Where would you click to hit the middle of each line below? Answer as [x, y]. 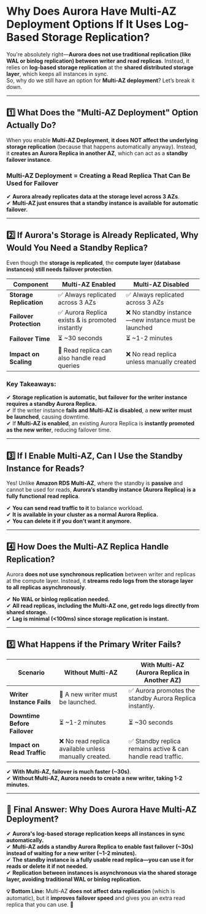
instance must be [170, 320]
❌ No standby [145, 312]
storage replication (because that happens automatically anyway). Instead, [102, 147]
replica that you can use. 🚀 [40, 905]
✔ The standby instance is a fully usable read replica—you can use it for [100, 860]
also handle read [82, 358]
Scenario [31, 672]
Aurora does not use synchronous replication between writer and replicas [101, 574]
